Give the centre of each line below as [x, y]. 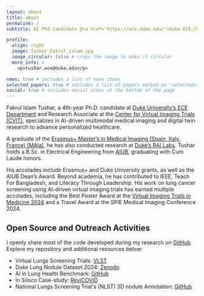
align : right [28, 46]
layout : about [24, 12]
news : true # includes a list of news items [63, 79]
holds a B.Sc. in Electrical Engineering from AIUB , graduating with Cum [95, 152]
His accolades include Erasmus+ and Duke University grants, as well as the [100, 170]
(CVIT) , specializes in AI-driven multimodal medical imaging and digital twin [101, 121]
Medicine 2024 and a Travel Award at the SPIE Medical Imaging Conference [101, 202]
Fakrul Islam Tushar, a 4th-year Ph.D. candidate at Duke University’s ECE [97, 108]
